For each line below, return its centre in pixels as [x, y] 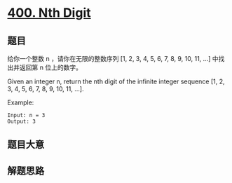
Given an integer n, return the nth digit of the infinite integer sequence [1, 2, [116, 81]
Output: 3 [22, 121]
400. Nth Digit [49, 13]
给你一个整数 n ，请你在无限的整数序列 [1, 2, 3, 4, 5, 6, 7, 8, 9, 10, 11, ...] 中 [113, 59]
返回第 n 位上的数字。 [51, 67]
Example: [21, 102]
